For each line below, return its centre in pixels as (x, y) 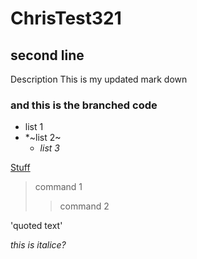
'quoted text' (36, 226)
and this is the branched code (84, 105)
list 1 (34, 127)
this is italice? (38, 245)
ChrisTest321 (66, 18)
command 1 (58, 187)
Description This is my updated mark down (99, 79)
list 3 (49, 148)
